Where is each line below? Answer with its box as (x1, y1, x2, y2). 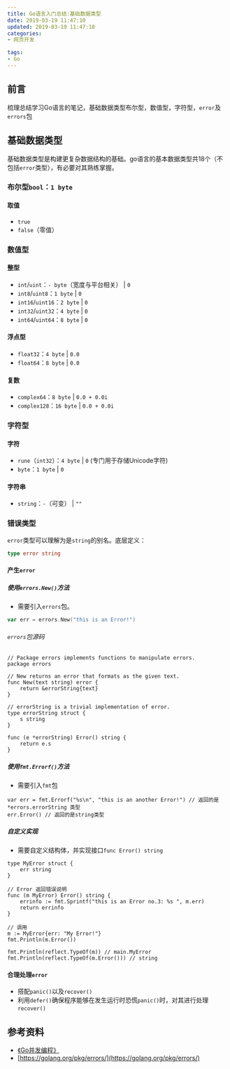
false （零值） (17, 225, 58, 234)
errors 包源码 (7, 632, 45, 640)
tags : (7, 49, 23, 56)
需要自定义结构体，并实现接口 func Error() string (17, 846, 163, 854)
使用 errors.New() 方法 (7, 583, 70, 591)
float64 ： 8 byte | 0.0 (17, 358, 80, 367)
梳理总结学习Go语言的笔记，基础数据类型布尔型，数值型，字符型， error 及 (7, 103, 222, 112)
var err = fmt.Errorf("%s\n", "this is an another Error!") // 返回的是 (7, 797, 220, 804)
